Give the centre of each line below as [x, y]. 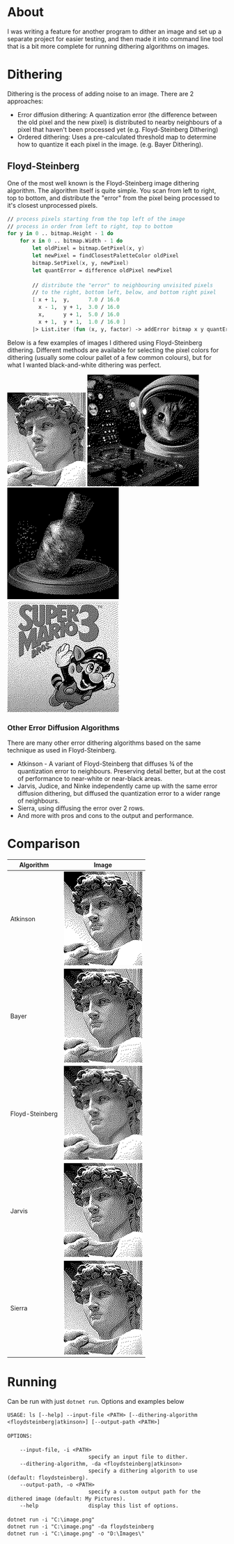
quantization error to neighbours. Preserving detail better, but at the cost [122, 771]
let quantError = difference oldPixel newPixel [102, 270]
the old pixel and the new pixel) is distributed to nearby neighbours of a [120, 122]
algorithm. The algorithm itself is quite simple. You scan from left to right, [112, 190]
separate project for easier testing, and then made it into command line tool [115, 38]
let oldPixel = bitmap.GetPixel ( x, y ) [88, 248]
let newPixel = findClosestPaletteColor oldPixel [106, 256]
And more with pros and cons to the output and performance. [106, 815]
